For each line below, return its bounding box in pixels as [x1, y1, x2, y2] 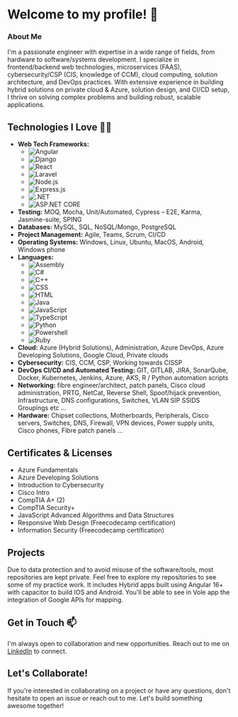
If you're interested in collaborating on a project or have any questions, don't [7, 686, 231, 694]
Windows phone [17, 245, 66, 254]
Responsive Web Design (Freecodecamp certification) [17, 518, 176, 527]
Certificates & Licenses [7, 447, 113, 459]
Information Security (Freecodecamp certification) [17, 526, 165, 535]
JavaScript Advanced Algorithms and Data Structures [17, 511, 174, 520]
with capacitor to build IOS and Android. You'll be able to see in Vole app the [7, 588, 230, 596]
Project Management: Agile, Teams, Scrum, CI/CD [17, 230, 166, 239]
